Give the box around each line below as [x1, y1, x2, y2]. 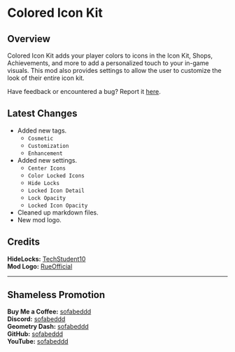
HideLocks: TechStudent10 [7, 255, 86, 263]
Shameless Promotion [7, 289, 106, 301]
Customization [27, 142, 69, 149]
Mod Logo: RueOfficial [7, 262, 73, 271]
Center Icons [27, 165, 66, 172]
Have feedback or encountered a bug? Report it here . [7, 88, 161, 95]
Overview [7, 33, 51, 45]
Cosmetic [27, 135, 54, 142]
